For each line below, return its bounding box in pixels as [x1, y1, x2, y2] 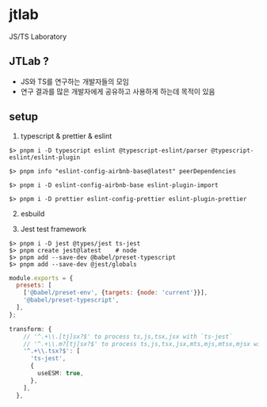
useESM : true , [37, 370, 84, 378]
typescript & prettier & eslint [20, 131, 113, 140]
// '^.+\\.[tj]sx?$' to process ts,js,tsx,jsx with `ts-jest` [23, 333, 233, 340]
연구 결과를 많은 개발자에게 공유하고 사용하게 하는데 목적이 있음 [20, 86, 216, 96]
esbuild [20, 208, 45, 219]
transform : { [9, 325, 52, 333]
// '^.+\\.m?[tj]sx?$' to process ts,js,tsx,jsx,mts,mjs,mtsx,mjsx [23, 340, 250, 348]
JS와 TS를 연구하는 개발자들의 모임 [20, 77, 129, 86]
